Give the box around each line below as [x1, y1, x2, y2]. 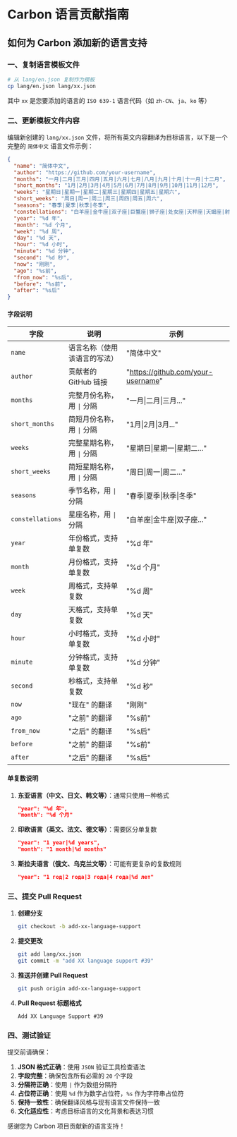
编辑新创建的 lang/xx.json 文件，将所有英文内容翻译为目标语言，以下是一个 [7, 133, 228, 141]
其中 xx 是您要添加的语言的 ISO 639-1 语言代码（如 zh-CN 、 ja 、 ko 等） [7, 96, 211, 104]
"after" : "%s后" [13, 287, 61, 294]
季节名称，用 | [68, 486, 117, 496]
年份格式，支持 [68, 533, 119, 543]
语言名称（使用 [68, 343, 119, 353]
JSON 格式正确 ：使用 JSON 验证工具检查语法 [17, 1063, 146, 1071]
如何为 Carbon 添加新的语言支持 [7, 37, 147, 49]
